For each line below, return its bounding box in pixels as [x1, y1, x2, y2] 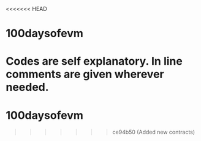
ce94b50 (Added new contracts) [112, 128, 195, 136]
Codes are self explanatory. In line [6, 54, 183, 68]
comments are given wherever [6, 67, 164, 81]
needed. [6, 81, 50, 94]
